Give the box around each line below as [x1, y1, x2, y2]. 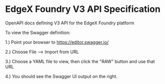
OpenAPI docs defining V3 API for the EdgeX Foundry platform [5, 20, 134, 26]
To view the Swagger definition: [5, 29, 71, 35]
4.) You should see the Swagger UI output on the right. [5, 73, 117, 79]
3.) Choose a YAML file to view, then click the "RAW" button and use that [5, 58, 155, 64]
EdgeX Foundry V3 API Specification [5, 3, 161, 15]
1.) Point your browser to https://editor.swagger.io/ [5, 39, 109, 45]
